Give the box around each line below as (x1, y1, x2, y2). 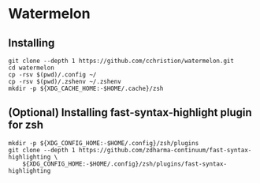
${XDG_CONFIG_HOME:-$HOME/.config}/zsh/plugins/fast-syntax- (22, 159, 227, 168)
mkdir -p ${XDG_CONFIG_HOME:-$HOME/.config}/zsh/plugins (8, 139, 199, 147)
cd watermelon (8, 64, 55, 72)
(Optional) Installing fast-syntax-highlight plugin (8, 106, 252, 119)
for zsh (8, 118, 44, 132)
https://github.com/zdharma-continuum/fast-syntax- (78, 146, 252, 154)
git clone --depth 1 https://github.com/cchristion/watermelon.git (8, 57, 235, 65)
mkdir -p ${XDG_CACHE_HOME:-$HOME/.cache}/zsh (8, 84, 164, 92)
